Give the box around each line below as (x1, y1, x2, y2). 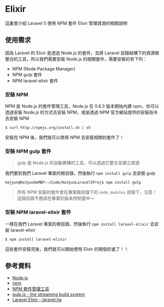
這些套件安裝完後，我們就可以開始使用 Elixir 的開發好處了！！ (5, 246, 129, 252)
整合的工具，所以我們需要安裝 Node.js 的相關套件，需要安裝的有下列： (5, 56, 148, 62)
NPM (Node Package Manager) (12, 66, 76, 71)
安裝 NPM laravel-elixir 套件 (5, 209, 71, 216)
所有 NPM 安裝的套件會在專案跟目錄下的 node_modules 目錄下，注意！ (17, 189, 157, 195)
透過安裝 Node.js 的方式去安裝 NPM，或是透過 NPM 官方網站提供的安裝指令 (5, 109, 158, 116)
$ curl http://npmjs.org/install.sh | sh (5, 125, 91, 130)
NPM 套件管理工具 (12, 286, 49, 292)
